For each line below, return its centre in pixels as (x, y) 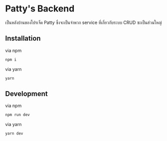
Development (27, 93)
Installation (23, 39)
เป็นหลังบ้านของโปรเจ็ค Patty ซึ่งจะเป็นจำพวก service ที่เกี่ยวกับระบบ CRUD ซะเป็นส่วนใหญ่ (83, 22)
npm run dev (17, 115)
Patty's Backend (40, 9)
